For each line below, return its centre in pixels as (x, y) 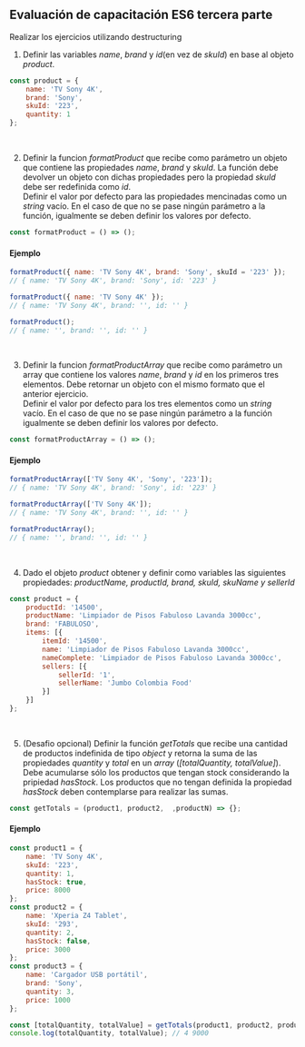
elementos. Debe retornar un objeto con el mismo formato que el (143, 384)
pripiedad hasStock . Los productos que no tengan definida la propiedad (157, 782)
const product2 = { (46, 907)
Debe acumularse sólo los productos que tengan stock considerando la (156, 772)
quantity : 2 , (50, 933)
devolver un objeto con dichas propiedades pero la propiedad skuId (149, 177)
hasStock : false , (59, 941)
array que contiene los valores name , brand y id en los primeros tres (151, 375)
